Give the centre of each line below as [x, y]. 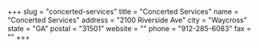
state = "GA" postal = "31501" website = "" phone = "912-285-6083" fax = [129, 28]
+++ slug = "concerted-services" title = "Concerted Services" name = [123, 12]
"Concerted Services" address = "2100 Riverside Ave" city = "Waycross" [127, 20]
